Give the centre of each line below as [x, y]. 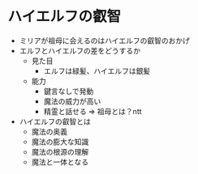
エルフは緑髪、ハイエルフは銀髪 [97, 70]
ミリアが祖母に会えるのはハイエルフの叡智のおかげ [104, 40]
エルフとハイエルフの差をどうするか [80, 50]
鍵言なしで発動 [69, 91]
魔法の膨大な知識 [60, 142]
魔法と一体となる [60, 162]
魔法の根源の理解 [60, 151]
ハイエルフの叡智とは [55, 121]
